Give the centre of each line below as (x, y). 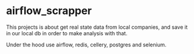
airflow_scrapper (49, 11)
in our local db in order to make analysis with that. (67, 33)
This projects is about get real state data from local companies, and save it (97, 27)
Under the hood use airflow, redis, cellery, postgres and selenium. (86, 45)
